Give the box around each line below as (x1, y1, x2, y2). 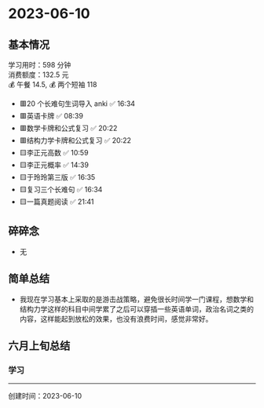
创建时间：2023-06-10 (8, 392, 82, 401)
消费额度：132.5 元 (8, 70, 69, 79)
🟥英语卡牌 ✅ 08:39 (19, 111, 84, 120)
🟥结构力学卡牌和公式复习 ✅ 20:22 (19, 136, 131, 145)
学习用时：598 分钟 (8, 60, 71, 69)
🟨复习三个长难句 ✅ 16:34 (19, 185, 103, 194)
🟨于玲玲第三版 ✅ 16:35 (19, 173, 96, 181)
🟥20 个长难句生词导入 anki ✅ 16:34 (19, 99, 136, 108)
